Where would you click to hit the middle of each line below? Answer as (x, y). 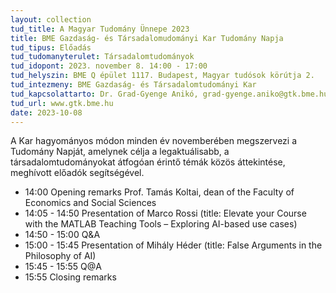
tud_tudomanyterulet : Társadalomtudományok (102, 57)
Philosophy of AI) (60, 256)
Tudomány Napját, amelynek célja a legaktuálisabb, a (120, 152)
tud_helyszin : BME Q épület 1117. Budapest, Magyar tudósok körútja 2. (162, 76)
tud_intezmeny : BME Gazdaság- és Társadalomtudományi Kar (133, 85)
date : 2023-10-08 (46, 112)
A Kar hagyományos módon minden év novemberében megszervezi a (154, 141)
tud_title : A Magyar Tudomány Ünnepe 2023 (100, 29)
